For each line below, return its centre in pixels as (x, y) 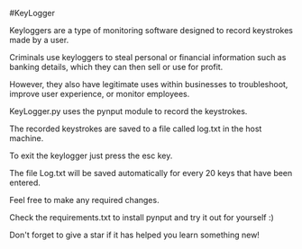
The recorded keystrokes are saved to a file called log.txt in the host (136, 129)
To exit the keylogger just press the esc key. (91, 156)
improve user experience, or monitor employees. (100, 94)
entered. (25, 182)
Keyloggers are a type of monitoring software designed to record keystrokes (151, 30)
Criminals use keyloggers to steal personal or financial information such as (148, 57)
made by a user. (39, 40)
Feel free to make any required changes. (84, 200)
